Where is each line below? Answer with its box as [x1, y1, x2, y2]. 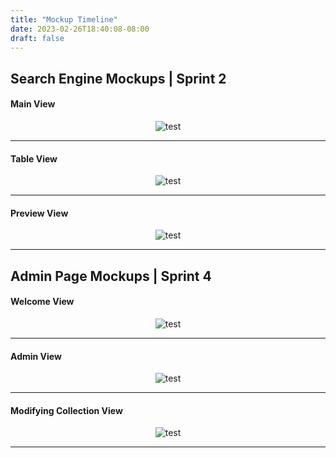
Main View [10, 98, 56, 110]
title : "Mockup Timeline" [10, 14, 118, 25]
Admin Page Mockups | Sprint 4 [10, 267, 212, 285]
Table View [10, 152, 58, 165]
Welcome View [10, 296, 75, 308]
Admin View [10, 350, 62, 362]
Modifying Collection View [10, 404, 123, 416]
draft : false [10, 33, 65, 43]
